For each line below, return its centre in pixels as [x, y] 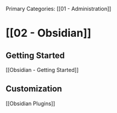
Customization [34, 89]
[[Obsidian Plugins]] [30, 103]
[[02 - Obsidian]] [49, 33]
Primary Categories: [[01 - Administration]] [58, 9]
